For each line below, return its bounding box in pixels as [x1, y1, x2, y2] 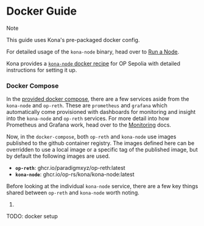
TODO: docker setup [6, 213, 58, 220]
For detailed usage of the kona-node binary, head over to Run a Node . [6, 48, 180, 55]
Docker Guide [6, 4, 77, 18]
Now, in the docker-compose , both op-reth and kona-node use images [6, 133, 177, 141]
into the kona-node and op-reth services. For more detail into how [6, 115, 169, 122]
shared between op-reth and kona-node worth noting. [6, 189, 140, 196]
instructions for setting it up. [6, 66, 77, 74]
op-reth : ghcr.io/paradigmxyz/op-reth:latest [15, 164, 126, 172]
